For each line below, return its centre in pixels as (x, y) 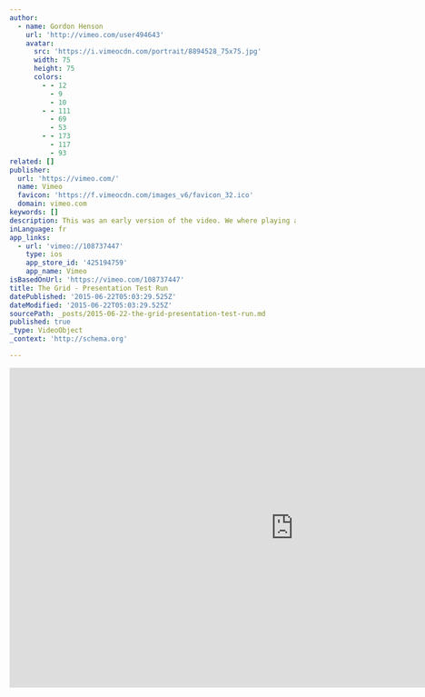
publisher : (30, 170)
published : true (40, 322)
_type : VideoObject (46, 331)
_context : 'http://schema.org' (69, 339)
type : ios (44, 254)
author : (24, 18)
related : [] (32, 161)
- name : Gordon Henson (60, 26)
